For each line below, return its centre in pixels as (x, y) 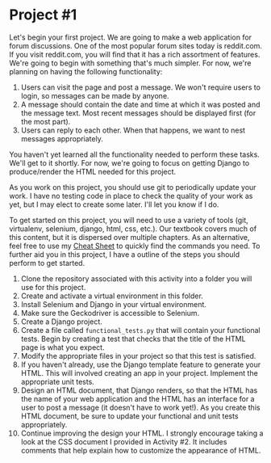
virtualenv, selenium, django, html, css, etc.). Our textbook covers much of (133, 229)
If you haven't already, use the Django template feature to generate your (141, 364)
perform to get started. (47, 263)
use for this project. (53, 287)
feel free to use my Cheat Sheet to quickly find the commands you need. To (135, 246)
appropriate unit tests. (58, 381)
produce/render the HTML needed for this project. (93, 171)
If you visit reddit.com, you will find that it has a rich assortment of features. (135, 54)
